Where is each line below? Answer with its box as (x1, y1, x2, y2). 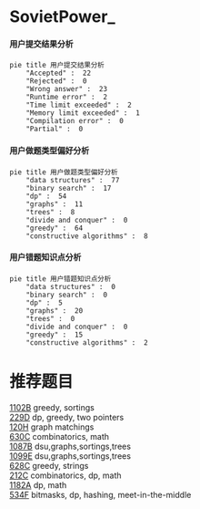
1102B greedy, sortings (9, 401, 95, 412)
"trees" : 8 (25, 207, 75, 216)
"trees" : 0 (25, 314, 75, 323)
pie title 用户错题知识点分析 (9, 274, 112, 284)
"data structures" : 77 (25, 175, 120, 184)
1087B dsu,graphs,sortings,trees (9, 441, 132, 452)
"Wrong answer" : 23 (25, 85, 107, 94)
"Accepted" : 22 (25, 68, 92, 78)
